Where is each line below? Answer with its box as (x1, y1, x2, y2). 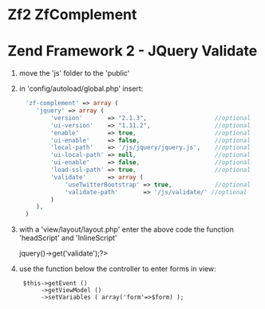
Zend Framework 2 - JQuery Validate (7, 42, 258, 61)
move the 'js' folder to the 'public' (18, 68, 130, 78)
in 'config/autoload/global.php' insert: (18, 84, 144, 93)
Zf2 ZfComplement (7, 6, 137, 24)
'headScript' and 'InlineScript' (18, 233, 117, 243)
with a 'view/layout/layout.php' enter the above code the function (18, 225, 235, 234)
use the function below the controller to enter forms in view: (18, 264, 216, 274)
